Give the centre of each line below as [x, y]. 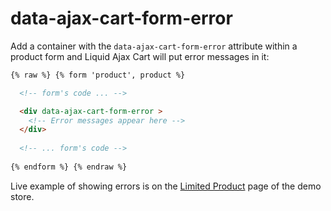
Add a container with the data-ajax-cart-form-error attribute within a [154, 46]
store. [22, 196]
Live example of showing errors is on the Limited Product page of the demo [166, 186]
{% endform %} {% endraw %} [69, 167]
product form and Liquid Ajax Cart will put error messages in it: [140, 56]
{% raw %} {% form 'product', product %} [98, 75]
